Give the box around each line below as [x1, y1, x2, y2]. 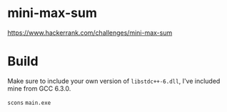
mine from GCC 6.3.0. [7, 84, 71, 93]
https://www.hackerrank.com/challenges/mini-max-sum [7, 28, 173, 37]
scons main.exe [7, 99, 51, 106]
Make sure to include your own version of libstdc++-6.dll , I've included [7, 77, 221, 85]
